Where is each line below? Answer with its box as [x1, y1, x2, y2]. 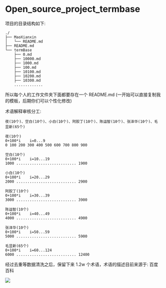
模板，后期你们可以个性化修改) [9, 97, 72, 103]
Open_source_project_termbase [5, 3, 140, 15]
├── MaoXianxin [5, 35, 37, 40]
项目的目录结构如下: [5, 20, 46, 26]
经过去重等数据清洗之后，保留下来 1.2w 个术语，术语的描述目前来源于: [5, 261, 149, 267]
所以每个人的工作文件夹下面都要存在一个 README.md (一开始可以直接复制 [5, 92, 157, 97]
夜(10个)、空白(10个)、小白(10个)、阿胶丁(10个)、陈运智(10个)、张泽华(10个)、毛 [5, 119, 158, 124]
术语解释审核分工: [5, 108, 42, 114]
